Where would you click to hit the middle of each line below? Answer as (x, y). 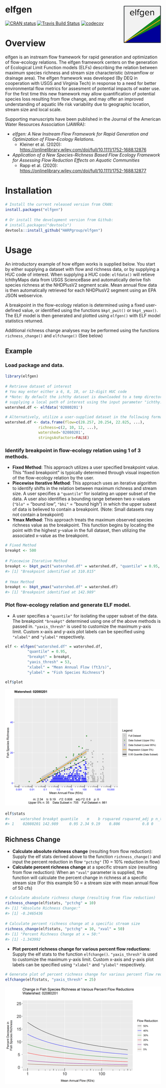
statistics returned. (24, 321)
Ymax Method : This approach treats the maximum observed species (82, 520)
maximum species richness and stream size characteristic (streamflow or (80, 73)
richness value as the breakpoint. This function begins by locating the (83, 525)
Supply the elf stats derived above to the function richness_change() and (86, 857)
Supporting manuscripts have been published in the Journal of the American (83, 119)
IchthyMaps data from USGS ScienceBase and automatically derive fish (78, 280)
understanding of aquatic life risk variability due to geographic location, (78, 104)
